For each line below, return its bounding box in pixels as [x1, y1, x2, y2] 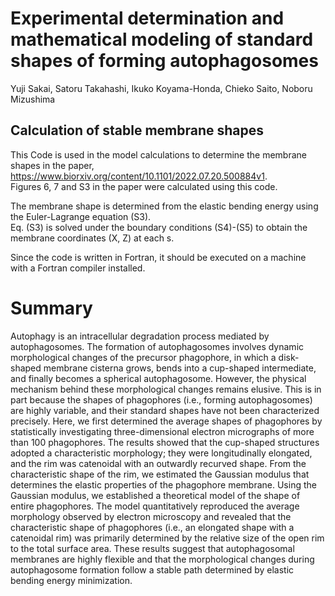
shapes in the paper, [10, 159, 95, 171]
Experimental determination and [10, 7, 285, 30]
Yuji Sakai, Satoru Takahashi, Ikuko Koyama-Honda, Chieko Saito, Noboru [10, 82, 313, 94]
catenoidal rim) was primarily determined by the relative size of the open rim [10, 532, 325, 544]
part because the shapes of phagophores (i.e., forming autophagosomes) [10, 393, 313, 406]
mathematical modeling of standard [10, 28, 314, 51]
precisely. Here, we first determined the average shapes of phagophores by [10, 415, 323, 427]
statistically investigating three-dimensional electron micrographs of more [10, 425, 315, 437]
